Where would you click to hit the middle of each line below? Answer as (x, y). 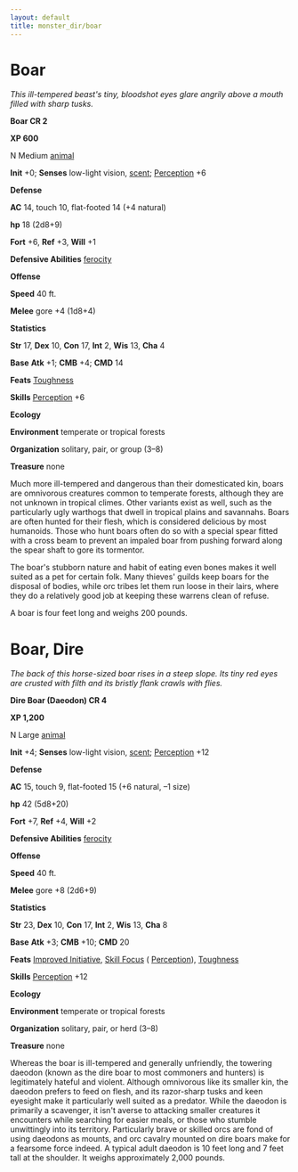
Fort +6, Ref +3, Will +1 (53, 242)
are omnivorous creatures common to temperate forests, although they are (147, 493)
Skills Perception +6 (48, 397)
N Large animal (38, 735)
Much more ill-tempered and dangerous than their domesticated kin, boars (147, 484)
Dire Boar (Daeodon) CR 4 (59, 701)
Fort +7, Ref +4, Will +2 (53, 822)
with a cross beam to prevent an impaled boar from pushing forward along (146, 541)
